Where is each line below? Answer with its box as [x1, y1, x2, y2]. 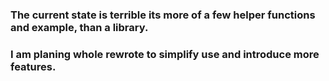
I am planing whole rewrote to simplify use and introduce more [10, 47, 320, 61]
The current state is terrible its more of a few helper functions [10, 8, 316, 22]
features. [10, 59, 57, 73]
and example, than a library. [10, 20, 149, 34]
